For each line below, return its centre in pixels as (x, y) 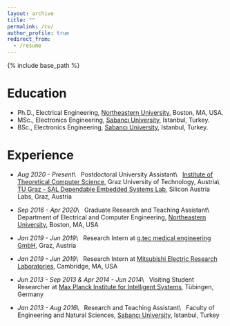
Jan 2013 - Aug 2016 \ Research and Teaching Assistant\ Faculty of (116, 307)
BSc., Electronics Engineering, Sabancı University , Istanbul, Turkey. (113, 127)
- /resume (27, 46)
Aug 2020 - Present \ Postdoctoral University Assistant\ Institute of (115, 174)
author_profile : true (38, 33)
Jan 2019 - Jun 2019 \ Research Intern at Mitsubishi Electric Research (117, 259)
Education (37, 93)
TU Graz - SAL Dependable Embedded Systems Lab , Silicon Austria (114, 189)
